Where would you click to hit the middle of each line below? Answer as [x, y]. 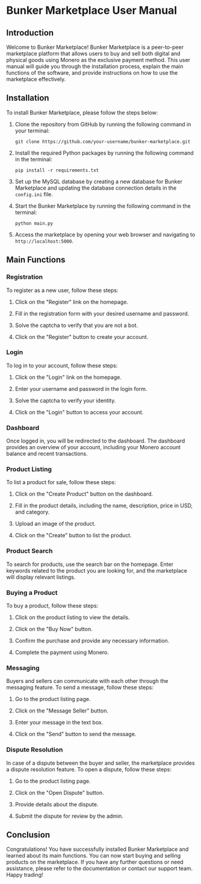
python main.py [34, 223]
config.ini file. [34, 194]
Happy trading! [25, 875]
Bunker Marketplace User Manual [92, 11]
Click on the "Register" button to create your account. [82, 337]
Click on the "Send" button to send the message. [76, 734]
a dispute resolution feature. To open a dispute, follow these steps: [89, 769]
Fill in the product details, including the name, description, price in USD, [104, 506]
